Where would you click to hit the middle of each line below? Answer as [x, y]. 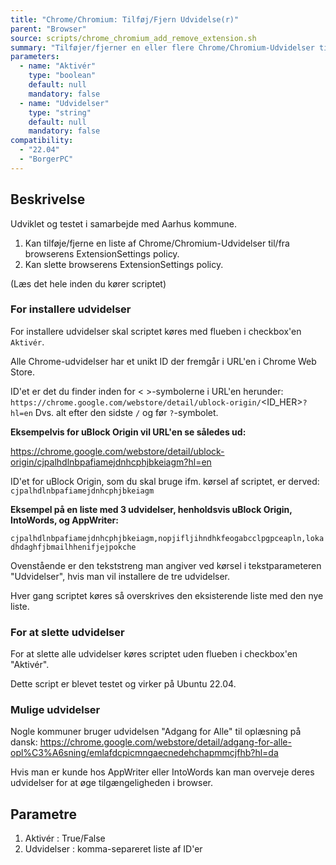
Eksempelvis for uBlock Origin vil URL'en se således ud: [128, 432]
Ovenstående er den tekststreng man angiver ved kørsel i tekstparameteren [166, 565]
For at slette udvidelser [67, 632]
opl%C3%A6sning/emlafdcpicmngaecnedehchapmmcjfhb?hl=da [144, 753]
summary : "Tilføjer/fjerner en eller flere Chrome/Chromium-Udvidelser [162, 47]
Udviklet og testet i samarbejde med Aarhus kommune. [123, 223]
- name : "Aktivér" [58, 66]
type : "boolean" [62, 76]
